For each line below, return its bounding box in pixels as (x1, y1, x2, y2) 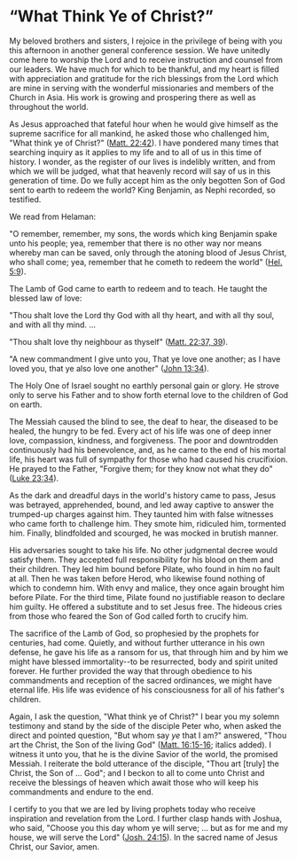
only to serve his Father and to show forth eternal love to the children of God (9, 389, 289, 400)
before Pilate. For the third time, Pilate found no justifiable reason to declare (9, 591, 285, 602)
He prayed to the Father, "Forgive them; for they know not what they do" (9, 463, 273, 474)
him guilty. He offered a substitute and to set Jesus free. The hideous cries (9, 601, 283, 612)
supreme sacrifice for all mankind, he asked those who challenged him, (9, 128, 270, 138)
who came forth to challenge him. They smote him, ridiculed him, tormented (9, 518, 286, 528)
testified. (9, 193, 42, 205)
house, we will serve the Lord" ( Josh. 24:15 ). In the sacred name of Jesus (9, 832, 278, 842)
